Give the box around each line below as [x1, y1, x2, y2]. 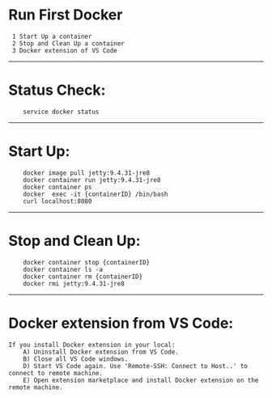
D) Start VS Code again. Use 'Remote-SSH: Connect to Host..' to [23, 362, 249, 370]
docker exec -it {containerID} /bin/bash [23, 190, 168, 198]
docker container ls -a [23, 265, 104, 273]
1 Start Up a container [11, 32, 92, 40]
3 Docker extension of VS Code [11, 46, 117, 54]
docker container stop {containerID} [23, 258, 151, 266]
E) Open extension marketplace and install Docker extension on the [23, 376, 259, 384]
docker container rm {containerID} [23, 273, 143, 281]
